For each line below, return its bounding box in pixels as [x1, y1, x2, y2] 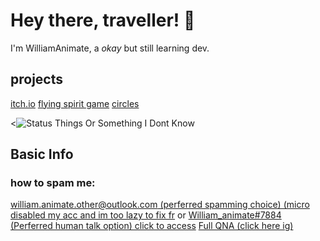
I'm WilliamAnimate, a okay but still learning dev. [10, 42, 210, 54]
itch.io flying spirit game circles [10, 97, 140, 109]
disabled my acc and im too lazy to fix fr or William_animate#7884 [10, 209, 282, 221]
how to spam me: [10, 176, 96, 190]
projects [10, 71, 64, 88]
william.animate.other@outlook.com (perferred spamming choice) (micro [10, 199, 310, 211]
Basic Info [10, 146, 74, 163]
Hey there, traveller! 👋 [10, 9, 196, 32]
